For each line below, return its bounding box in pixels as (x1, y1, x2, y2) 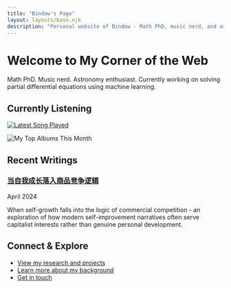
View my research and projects (16, 258, 106, 267)
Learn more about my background (16, 266, 114, 274)
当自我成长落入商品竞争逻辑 (7, 176, 99, 186)
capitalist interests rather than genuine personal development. (7, 220, 184, 228)
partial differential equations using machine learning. (7, 83, 156, 91)
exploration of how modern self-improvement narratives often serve (7, 213, 200, 221)
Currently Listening (7, 103, 92, 114)
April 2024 (7, 192, 38, 200)
